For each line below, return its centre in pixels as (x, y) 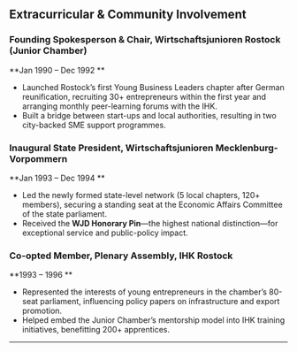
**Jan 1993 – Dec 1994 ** (57, 178)
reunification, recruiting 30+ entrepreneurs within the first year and (144, 96)
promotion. (42, 311)
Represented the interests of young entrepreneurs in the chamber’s (145, 292)
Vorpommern (38, 158)
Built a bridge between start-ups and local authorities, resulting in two (149, 115)
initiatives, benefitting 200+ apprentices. (96, 330)
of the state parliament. (65, 214)
